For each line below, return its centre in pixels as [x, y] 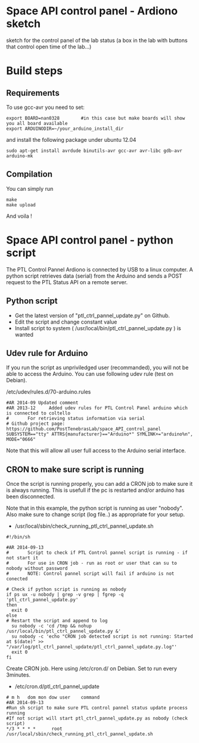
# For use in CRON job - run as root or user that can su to [92, 564]
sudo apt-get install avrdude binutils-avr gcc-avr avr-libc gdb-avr [94, 151]
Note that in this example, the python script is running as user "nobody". [95, 508]
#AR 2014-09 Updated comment [42, 403]
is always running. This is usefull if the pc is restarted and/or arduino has [95, 490]
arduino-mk [20, 156]
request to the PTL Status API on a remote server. [67, 282]
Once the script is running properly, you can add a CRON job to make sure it [99, 484]
